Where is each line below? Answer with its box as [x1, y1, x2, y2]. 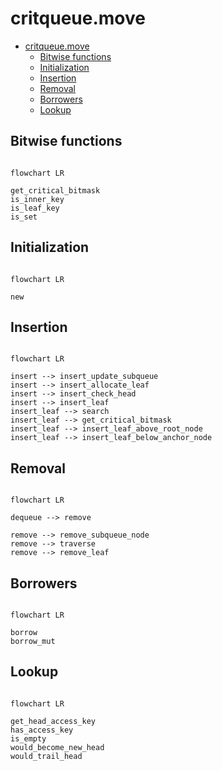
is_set [10, 212, 38, 222]
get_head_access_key [10, 716, 97, 726]
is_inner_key [10, 194, 65, 204]
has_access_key [10, 725, 74, 735]
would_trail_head [10, 751, 83, 761]
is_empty [10, 733, 47, 744]
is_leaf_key [10, 203, 60, 213]
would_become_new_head [10, 742, 105, 752]
